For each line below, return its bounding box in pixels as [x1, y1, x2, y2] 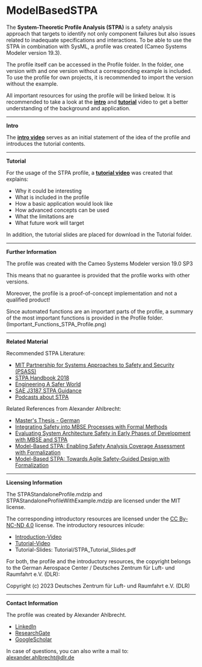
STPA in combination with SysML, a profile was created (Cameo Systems [6, 43, 188, 50]
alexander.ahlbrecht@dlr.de [6, 654, 75, 661]
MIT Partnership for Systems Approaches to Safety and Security [14, 361, 174, 368]
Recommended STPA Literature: [6, 349, 86, 356]
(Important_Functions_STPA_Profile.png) [6, 320, 106, 327]
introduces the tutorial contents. [6, 140, 86, 147]
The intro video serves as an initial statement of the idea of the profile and [6, 133, 191, 141]
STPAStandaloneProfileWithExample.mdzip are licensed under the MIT [6, 497, 181, 504]
